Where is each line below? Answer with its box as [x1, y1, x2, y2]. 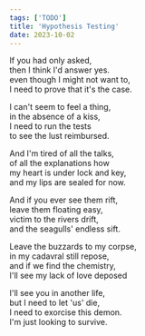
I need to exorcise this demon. [9, 307, 122, 318]
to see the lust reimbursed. [9, 131, 111, 142]
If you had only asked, [9, 55, 92, 66]
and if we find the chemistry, [9, 261, 116, 272]
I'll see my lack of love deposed [9, 270, 128, 282]
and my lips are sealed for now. [9, 177, 127, 188]
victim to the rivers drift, [9, 214, 100, 225]
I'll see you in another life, [9, 288, 106, 299]
